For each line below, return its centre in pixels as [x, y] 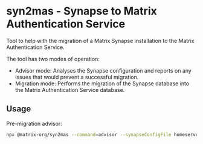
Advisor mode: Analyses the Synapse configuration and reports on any [103, 70]
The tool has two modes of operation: [53, 59]
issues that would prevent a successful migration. [77, 77]
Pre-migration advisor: [34, 123]
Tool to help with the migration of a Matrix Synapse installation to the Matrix [100, 41]
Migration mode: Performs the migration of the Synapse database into [102, 83]
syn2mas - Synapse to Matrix [82, 11]
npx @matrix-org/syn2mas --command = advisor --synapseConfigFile [89, 134]
